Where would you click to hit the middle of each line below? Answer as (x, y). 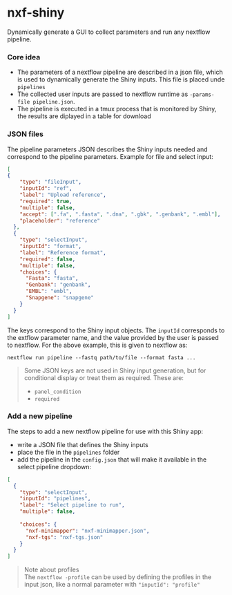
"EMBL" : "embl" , (49, 292)
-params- (202, 95)
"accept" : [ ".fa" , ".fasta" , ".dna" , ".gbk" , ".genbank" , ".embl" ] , (120, 214)
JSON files (25, 134)
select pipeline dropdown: (54, 466)
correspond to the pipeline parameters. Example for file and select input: (110, 156)
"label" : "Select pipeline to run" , (72, 505)
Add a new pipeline (40, 416)
